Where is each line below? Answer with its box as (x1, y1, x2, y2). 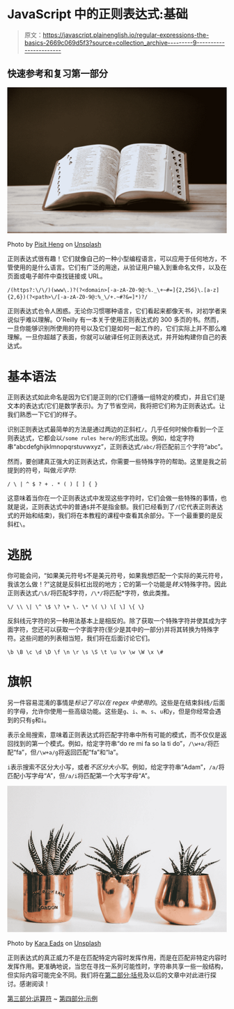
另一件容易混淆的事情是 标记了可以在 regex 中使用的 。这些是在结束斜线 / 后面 (7, 698, 226, 707)
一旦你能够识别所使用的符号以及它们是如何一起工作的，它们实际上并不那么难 (7, 324, 227, 333)
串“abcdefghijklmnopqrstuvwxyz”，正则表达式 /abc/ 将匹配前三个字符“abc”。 (7, 443, 227, 451)
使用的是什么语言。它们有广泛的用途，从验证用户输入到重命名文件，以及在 (13, 263, 227, 272)
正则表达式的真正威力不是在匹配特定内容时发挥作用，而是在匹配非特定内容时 (7, 953, 227, 962)
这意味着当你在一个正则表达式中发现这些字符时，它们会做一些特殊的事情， (7, 494, 221, 502)
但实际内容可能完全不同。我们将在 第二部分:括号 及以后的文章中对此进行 (7, 971, 211, 979)
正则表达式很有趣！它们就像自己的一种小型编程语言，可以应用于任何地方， (7, 255, 221, 263)
